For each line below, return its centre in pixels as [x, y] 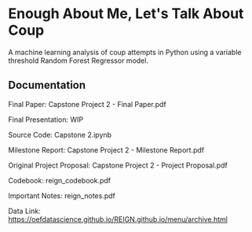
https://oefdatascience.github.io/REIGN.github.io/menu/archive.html [118, 219]
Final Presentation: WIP [46, 120]
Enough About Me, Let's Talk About [126, 14]
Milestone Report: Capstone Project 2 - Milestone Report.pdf [106, 149]
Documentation [47, 85]
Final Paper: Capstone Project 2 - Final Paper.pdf [87, 104]
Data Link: [24, 211]
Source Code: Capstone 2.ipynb [60, 134]
